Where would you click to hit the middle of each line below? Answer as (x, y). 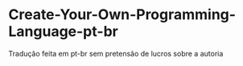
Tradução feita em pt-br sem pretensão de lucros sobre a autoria (116, 53)
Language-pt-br (63, 31)
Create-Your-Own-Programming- (122, 15)
